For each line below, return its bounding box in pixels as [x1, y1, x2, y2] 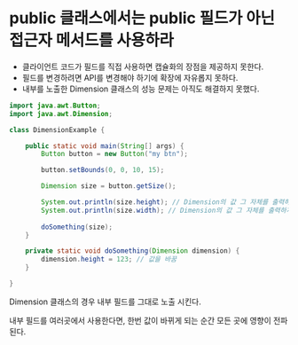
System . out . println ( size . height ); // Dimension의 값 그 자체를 [41, 198, 269, 207]
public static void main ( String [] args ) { [25, 141, 184, 151]
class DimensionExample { [9, 125, 105, 134]
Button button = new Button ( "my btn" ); [41, 150, 189, 159]
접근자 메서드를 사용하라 [9, 30, 175, 51]
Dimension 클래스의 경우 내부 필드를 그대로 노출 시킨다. [9, 296, 201, 307]
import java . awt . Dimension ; [9, 109, 114, 118]
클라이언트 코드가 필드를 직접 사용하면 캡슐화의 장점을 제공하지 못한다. [21, 61, 264, 72]
